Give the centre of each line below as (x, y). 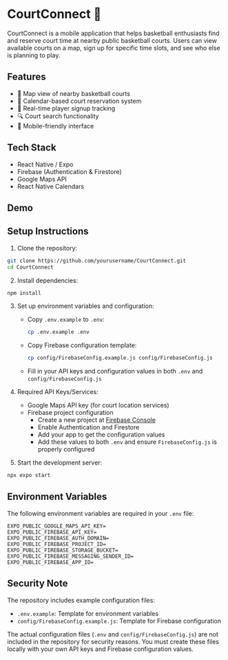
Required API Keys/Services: (58, 392)
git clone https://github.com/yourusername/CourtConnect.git (97, 261)
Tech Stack (32, 148)
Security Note (38, 584)
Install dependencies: (48, 280)
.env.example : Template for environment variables (88, 613)
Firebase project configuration (70, 413)
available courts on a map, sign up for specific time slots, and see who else (114, 48)
